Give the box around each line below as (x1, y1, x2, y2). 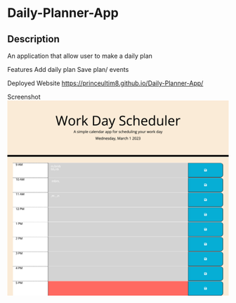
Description (7, 33, 60, 45)
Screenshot (7, 93, 41, 101)
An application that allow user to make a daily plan (7, 51, 153, 60)
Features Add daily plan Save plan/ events (7, 66, 129, 73)
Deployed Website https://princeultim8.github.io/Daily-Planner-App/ (7, 79, 204, 87)
